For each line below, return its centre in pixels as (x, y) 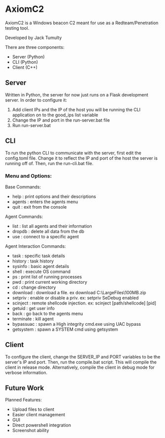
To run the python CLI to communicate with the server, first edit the (73, 153)
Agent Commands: (24, 217)
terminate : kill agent (33, 319)
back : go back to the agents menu (48, 313)
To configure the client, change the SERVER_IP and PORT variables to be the (83, 356)
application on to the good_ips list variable (55, 115)
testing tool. (17, 28)
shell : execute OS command (41, 271)
